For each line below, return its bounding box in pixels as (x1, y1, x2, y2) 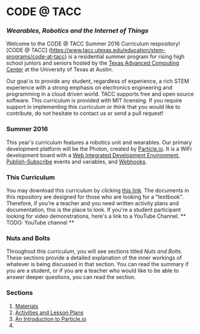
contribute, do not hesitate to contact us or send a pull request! (6, 110, 164, 117)
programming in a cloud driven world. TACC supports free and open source (6, 90, 195, 98)
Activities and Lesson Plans (15, 309, 84, 316)
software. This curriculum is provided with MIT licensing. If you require (6, 97, 182, 104)
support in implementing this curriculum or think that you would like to (6, 103, 181, 111)
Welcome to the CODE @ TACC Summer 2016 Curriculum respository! (6, 40, 180, 47)
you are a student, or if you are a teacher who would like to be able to (6, 267, 179, 274)
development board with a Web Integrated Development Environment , (6, 151, 180, 159)
